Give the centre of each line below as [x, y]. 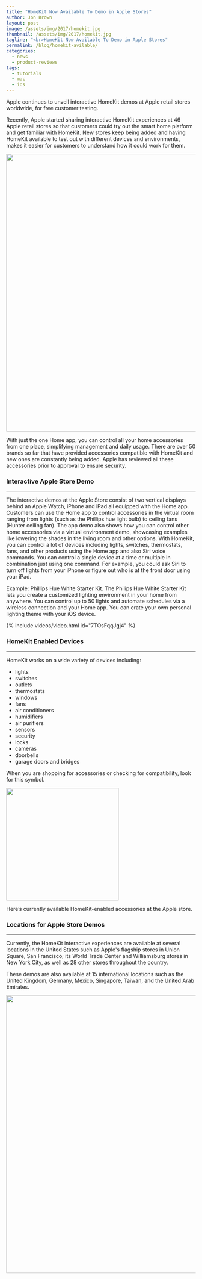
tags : [13, 68]
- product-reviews [35, 62]
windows [26, 697]
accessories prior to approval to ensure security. [66, 465]
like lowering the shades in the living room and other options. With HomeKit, [100, 538]
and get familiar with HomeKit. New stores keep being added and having [96, 132]
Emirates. [18, 987]
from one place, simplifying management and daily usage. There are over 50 [101, 447]
